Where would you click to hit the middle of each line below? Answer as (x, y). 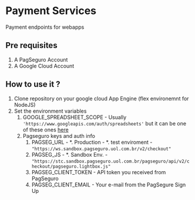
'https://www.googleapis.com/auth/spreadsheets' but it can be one (104, 123)
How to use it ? (33, 84)
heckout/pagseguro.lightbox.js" (71, 166)
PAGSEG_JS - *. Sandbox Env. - (70, 154)
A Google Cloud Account (44, 66)
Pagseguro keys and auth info (59, 135)
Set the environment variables (50, 111)
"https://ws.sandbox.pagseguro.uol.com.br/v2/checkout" (101, 149)
